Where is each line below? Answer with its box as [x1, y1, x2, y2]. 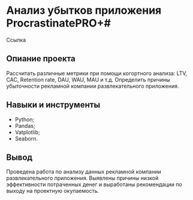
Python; [14, 115, 35, 123]
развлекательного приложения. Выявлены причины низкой [6, 175, 159, 182]
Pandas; [14, 122, 35, 129]
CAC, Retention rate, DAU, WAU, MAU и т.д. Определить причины [6, 76, 170, 83]
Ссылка [6, 36, 26, 43]
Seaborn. [14, 135, 38, 142]
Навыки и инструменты [6, 100, 101, 110]
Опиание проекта [6, 53, 76, 64]
